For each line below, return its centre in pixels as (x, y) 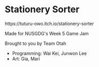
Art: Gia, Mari (26, 59)
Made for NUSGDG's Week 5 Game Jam (47, 33)
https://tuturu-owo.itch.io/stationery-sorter (49, 24)
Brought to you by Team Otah (36, 43)
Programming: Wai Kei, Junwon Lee (49, 53)
